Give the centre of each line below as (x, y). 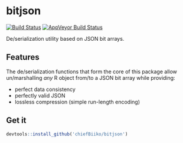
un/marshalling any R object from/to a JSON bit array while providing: (91, 77)
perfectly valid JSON (40, 95)
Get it (16, 120)
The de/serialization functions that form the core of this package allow (91, 71)
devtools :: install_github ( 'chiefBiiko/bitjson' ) (67, 134)
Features (23, 57)
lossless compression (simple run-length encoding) (77, 102)
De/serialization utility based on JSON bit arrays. (65, 38)
